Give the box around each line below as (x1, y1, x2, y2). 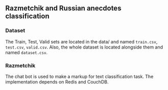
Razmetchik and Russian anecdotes (5, 4, 122, 13)
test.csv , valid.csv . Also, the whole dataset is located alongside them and (5, 44, 163, 50)
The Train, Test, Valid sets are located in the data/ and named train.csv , (5, 38, 158, 44)
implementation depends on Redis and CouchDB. (5, 78, 109, 85)
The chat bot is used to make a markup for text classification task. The (5, 73, 154, 79)
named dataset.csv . (5, 49, 47, 55)
